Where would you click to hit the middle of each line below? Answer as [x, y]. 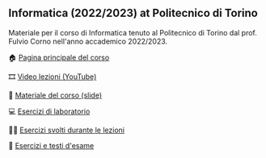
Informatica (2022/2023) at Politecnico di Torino [133, 13]
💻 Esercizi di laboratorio [49, 111]
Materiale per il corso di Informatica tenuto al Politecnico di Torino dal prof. [133, 32]
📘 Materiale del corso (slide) [55, 95]
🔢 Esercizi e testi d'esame [51, 145]
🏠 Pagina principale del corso [59, 57]
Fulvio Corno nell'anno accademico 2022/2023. [88, 41]
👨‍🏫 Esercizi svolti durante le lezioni [67, 130]
